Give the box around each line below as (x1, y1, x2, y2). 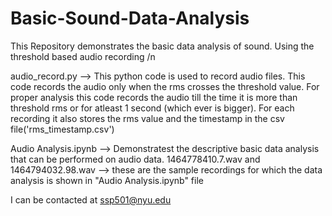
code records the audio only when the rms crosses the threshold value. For (10, 80, 320, 92)
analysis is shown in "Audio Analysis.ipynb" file (10, 174, 204, 186)
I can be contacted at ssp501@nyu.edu (10, 193, 172, 206)
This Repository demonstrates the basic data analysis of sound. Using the (10, 40, 315, 52)
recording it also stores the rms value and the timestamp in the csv (10, 112, 285, 124)
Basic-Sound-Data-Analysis (10, 7, 250, 30)
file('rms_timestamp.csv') (10, 123, 115, 135)
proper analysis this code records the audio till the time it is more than (10, 91, 298, 103)
